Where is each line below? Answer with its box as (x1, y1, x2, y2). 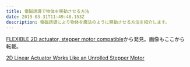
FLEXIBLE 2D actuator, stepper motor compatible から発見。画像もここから (6, 36, 185, 43)
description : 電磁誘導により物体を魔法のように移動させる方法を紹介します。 (6, 19, 170, 25)
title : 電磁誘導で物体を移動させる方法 (6, 8, 90, 14)
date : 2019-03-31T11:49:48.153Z (6, 14, 85, 20)
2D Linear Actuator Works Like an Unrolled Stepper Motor (6, 54, 145, 61)
